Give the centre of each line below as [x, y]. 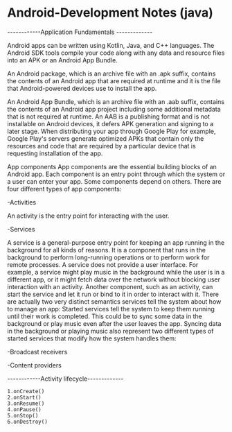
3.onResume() [26, 404]
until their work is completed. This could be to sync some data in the [105, 316]
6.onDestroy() [28, 422]
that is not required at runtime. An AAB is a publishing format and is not [108, 116]
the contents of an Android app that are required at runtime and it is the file [114, 80]
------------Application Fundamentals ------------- [80, 32]
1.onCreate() [26, 391]
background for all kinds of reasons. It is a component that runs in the [107, 250]
